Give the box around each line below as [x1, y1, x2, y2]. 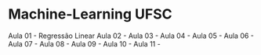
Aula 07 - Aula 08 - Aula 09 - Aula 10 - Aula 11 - [8, 39, 161, 48]
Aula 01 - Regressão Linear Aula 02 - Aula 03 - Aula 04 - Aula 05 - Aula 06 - [8, 31, 255, 40]
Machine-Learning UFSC [8, 5, 172, 23]
